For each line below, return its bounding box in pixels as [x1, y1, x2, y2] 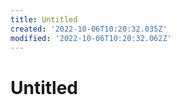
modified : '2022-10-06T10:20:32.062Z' [10, 33, 172, 43]
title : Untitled [10, 14, 78, 25]
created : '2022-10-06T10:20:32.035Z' [10, 24, 168, 34]
